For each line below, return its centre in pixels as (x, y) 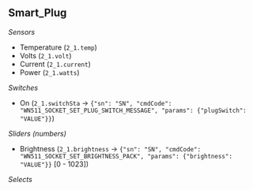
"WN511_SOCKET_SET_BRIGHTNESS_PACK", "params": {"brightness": (126, 156)
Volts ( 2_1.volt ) (46, 55)
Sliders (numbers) (38, 133)
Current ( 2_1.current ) (55, 64)
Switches (23, 88)
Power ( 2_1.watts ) (50, 72)
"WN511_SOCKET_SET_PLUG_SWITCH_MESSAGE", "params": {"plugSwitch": (133, 110)
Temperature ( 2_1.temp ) (58, 47)
